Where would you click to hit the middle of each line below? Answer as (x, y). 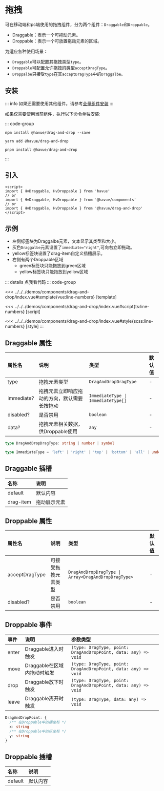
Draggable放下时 (44, 682)
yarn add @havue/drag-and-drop (37, 141)
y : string (19, 736)
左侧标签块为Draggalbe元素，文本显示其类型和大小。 (65, 241)
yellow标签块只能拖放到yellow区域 (54, 272)
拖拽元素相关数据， (61, 424)
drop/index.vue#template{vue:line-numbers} (50, 297)
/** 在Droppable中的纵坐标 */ (38, 731)
